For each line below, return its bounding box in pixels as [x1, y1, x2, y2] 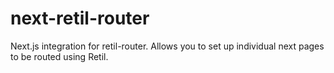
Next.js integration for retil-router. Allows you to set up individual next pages [10, 40, 325, 52]
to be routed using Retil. [10, 50, 109, 62]
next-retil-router [10, 7, 150, 30]
